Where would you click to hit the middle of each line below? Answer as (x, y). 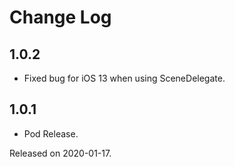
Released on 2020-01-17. (60, 153)
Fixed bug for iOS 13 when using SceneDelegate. (124, 78)
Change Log (60, 17)
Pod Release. (51, 133)
